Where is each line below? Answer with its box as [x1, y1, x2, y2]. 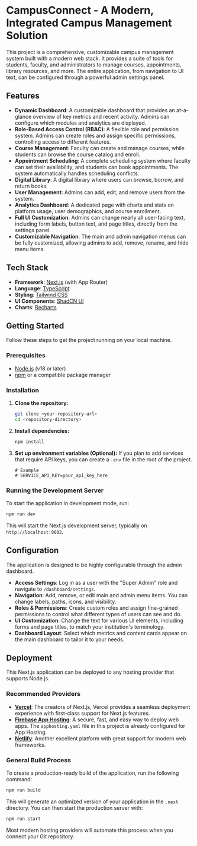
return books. [14, 182, 49, 189]
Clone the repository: [14, 399, 69, 407]
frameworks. [14, 741, 46, 748]
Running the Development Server [6, 486, 104, 495]
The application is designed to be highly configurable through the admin [6, 561, 182, 568]
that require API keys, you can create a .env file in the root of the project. [14, 455, 192, 463]
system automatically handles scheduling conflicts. [14, 170, 140, 177]
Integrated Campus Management [6, 16, 173, 30]
